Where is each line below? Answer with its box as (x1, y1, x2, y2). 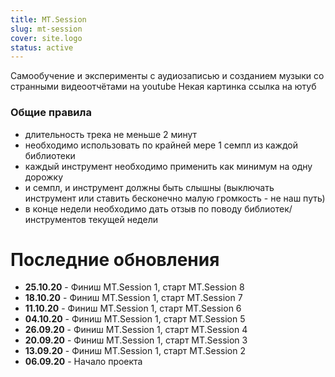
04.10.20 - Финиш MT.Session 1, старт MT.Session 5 (24, 313, 246, 325)
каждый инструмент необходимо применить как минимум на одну (24, 160, 313, 172)
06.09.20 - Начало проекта (24, 356, 143, 368)
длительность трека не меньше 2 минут (24, 128, 198, 140)
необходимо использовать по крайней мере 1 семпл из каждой (24, 139, 298, 151)
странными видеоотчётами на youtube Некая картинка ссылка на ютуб (10, 81, 317, 93)
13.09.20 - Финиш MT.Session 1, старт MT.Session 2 (24, 345, 246, 357)
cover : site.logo (10, 33, 83, 43)
